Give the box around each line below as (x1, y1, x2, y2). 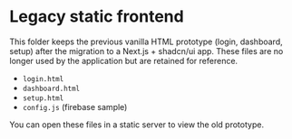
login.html (22, 74, 64, 83)
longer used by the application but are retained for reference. (9, 55, 238, 66)
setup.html (22, 93, 64, 103)
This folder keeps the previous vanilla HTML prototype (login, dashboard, (9, 36, 283, 47)
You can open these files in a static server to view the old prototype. (9, 119, 265, 130)
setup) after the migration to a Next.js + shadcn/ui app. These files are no (9, 45, 284, 56)
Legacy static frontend (9, 6, 184, 27)
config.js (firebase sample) (22, 101, 128, 112)
